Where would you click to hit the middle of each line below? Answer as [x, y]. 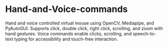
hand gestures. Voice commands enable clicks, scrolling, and [68, 33]
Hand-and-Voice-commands [66, 9]
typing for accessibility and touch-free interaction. [66, 39]
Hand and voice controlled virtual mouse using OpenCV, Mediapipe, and [80, 23]
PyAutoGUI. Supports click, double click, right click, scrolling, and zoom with [84, 28]
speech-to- [144, 33]
